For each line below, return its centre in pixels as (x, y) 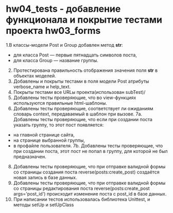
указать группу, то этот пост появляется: (58, 125)
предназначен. (30, 157)
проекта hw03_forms (53, 31)
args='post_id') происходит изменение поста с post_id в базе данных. (90, 193)
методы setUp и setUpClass (44, 205)
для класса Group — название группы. (56, 60)
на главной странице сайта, (44, 134)
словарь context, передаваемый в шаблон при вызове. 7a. (78, 114)
